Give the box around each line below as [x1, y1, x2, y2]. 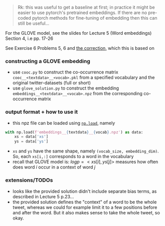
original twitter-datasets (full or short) [12, 80, 91, 86]
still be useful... [17, 20, 49, 26]
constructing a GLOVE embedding [5, 57, 91, 64]
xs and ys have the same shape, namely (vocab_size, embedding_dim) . [12, 148, 159, 154]
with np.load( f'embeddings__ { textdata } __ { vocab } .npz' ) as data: [5, 129, 143, 135]
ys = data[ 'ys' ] [14, 139, 49, 144]
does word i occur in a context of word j [12, 164, 96, 170]
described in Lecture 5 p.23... [12, 193, 74, 199]
